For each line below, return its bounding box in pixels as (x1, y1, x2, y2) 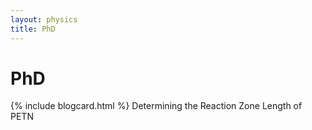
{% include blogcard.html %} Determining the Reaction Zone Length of (10, 100, 303, 112)
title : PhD (10, 24, 56, 34)
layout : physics (10, 14, 78, 25)
